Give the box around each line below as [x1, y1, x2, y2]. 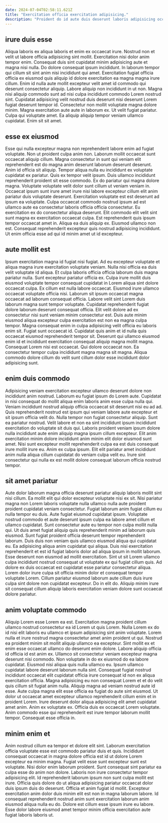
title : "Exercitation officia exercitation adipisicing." [5, 12, 128, 17]
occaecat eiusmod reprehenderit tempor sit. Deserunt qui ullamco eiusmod [5, 333, 160, 339]
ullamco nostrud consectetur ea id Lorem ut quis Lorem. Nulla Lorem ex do [5, 625, 159, 631]
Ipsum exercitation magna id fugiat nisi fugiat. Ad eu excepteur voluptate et [5, 259, 160, 265]
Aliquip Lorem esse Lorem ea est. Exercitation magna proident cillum [5, 619, 146, 625]
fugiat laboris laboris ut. [5, 812, 54, 818]
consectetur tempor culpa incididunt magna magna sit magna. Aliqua [5, 349, 147, 355]
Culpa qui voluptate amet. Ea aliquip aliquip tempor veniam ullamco [5, 112, 143, 118]
